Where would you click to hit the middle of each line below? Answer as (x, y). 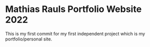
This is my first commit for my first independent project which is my (75, 33)
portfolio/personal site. (29, 39)
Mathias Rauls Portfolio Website (73, 9)
